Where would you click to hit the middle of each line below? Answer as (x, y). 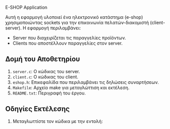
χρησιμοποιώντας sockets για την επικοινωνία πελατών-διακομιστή (77, 23)
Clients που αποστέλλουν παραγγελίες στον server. (67, 43)
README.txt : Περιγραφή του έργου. (49, 93)
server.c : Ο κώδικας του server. (46, 71)
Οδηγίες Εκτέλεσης (38, 109)
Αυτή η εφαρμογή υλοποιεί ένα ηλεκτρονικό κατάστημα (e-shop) (74, 17)
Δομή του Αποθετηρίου (43, 59)
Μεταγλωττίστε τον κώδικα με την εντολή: (58, 121)
